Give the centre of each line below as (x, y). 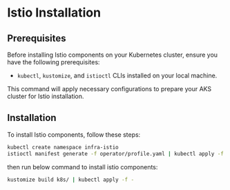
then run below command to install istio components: (83, 167)
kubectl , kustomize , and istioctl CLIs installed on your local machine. (117, 75)
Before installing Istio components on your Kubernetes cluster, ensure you (113, 55)
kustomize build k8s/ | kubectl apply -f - (71, 180)
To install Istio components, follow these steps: (74, 134)
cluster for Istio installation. (46, 96)
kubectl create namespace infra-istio (63, 147)
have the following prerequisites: (54, 62)
